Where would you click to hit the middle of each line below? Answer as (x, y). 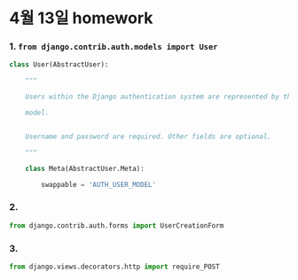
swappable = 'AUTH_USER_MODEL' (99, 184)
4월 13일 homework (81, 18)
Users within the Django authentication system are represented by (152, 97)
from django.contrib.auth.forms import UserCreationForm (117, 226)
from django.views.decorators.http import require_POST (114, 267)
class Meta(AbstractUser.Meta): (85, 168)
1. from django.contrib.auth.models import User (114, 47)
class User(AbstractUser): (59, 65)
